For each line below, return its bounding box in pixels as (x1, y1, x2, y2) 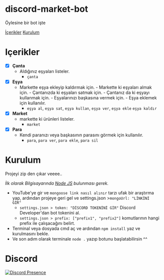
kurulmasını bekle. (12, 231, 50, 237)
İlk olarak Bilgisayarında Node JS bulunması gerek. (5, 181, 109, 187)
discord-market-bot (5, 3, 88, 15)
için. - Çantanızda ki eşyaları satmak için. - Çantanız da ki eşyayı (19, 90, 150, 95)
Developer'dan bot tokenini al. (19, 210, 81, 216)
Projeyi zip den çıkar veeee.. (5, 171, 62, 177)
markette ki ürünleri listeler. (19, 116, 75, 122)
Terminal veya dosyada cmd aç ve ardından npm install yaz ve (12, 225, 140, 232)
